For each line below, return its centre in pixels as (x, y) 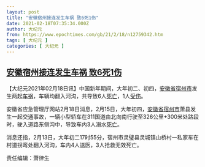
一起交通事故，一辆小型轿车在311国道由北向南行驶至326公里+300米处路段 (105, 116)
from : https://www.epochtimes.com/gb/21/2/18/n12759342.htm (85, 35)
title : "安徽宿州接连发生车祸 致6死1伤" (53, 18)
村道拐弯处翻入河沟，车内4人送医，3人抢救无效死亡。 (74, 145)
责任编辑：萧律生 (28, 158)
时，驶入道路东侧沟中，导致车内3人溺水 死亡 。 (64, 124)
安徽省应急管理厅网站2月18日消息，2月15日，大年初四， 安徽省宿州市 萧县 (99, 109)
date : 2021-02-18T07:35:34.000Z (48, 23)
